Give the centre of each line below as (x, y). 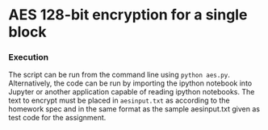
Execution (29, 57)
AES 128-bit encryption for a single (128, 15)
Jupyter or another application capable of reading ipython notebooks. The (132, 92)
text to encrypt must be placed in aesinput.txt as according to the (119, 101)
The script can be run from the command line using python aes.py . (119, 75)
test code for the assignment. (57, 118)
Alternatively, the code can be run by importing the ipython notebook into (130, 83)
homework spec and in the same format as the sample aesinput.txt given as (134, 109)
